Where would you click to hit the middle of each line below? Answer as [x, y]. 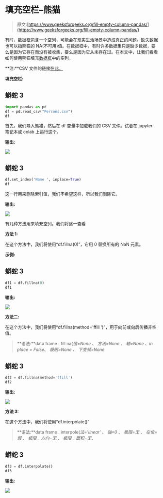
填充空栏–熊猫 [33, 10]
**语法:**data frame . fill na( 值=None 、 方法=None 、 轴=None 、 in [85, 343]
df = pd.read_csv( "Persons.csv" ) [39, 111]
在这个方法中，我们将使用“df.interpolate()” [47, 422]
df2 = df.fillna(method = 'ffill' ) [39, 378]
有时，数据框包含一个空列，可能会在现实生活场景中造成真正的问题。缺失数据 [81, 40]
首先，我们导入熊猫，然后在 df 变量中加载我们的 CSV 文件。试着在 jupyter [79, 126]
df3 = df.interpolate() [29, 466]
